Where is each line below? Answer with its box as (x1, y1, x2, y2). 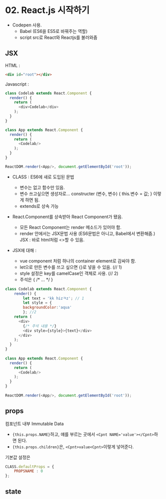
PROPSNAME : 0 (14, 469, 43, 474)
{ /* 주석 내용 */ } (23, 323, 57, 329)
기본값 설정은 (5, 454, 31, 460)
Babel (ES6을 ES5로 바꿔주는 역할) (19, 28, 88, 34)
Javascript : (5, 81, 29, 87)
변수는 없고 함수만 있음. (19, 184, 65, 190)
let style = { (23, 300, 52, 305)
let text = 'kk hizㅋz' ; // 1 (23, 296, 84, 301)
